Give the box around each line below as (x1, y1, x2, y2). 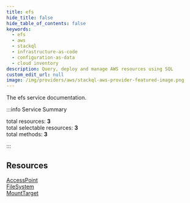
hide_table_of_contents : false (6, 20, 86, 26)
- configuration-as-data (12, 54, 75, 61)
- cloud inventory (12, 60, 59, 66)
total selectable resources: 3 (6, 124, 78, 131)
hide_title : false (6, 15, 53, 21)
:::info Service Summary (6, 106, 67, 113)
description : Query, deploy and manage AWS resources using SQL (6, 65, 174, 72)
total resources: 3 (6, 117, 51, 125)
